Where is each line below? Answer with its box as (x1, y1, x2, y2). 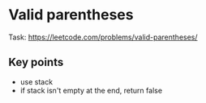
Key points (8, 56, 64, 69)
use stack (19, 76, 54, 86)
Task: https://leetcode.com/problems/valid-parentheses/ (8, 32, 198, 42)
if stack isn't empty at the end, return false (19, 85, 163, 95)
